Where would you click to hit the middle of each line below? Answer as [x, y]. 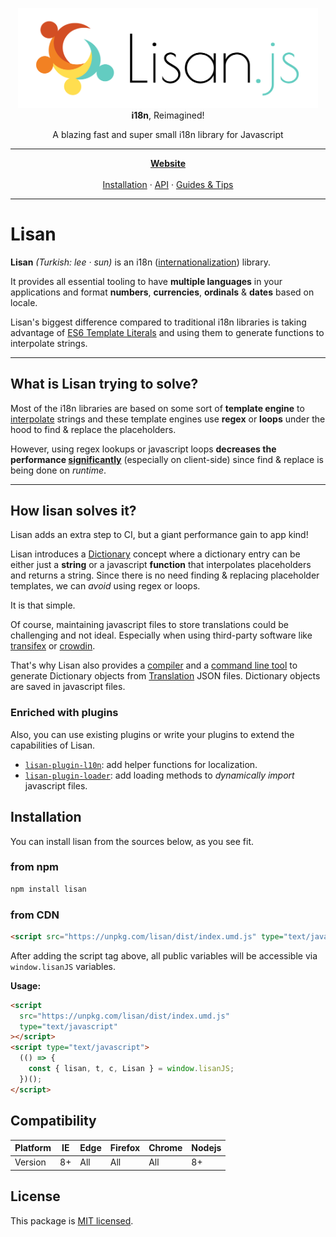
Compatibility [53, 1121]
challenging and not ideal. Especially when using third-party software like [161, 635]
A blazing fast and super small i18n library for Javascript [168, 134]
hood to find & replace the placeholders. [93, 429]
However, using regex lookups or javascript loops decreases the [143, 449]
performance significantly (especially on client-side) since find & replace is [167, 459]
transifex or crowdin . [53, 646]
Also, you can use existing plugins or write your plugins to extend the [152, 734]
